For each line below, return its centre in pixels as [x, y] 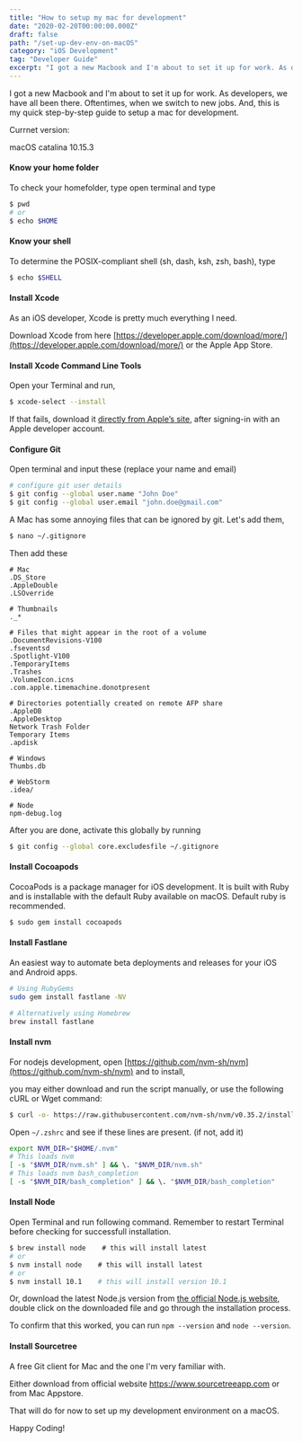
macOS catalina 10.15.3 [52, 147]
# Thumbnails [34, 609]
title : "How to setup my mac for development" [98, 18]
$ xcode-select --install [58, 402]
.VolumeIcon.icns [42, 679]
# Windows [28, 758]
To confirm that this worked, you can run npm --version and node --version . [151, 1325]
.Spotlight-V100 [40, 656]
